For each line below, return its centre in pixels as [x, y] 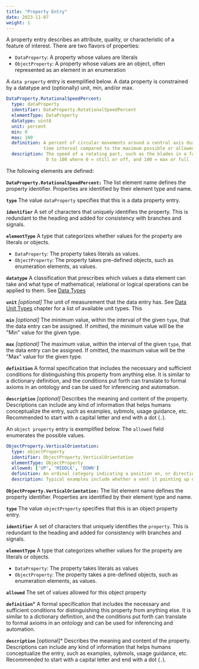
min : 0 [20, 132]
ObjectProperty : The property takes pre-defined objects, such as [94, 260]
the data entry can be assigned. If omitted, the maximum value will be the [96, 350]
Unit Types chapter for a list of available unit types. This [74, 308]
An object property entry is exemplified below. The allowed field [85, 429]
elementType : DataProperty [45, 115]
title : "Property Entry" [37, 12]
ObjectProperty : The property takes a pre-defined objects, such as [96, 575]
